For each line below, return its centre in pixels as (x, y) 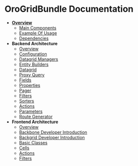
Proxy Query (32, 75)
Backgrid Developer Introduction (52, 137)
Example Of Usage (38, 33)
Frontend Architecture (35, 122)
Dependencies (34, 38)
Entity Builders (34, 64)
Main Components (38, 28)
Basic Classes (33, 142)
